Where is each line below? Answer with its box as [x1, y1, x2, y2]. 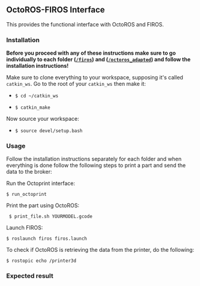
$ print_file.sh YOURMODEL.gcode [8, 213, 93, 220]
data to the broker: [6, 168, 52, 175]
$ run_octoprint [6, 192, 47, 198]
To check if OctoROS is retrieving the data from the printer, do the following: [6, 246, 195, 254]
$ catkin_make [14, 105, 50, 111]
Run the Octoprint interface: [6, 180, 75, 187]
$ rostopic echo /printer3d [6, 258, 77, 264]
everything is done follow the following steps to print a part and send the [6, 162, 186, 169]
